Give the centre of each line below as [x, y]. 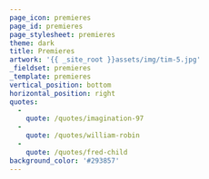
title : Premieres [42, 52]
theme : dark [32, 43]
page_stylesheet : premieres [63, 34]
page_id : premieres [46, 26]
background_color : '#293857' [65, 160]
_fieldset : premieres [50, 69]
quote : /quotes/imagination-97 [85, 118]
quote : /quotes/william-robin [83, 136]
